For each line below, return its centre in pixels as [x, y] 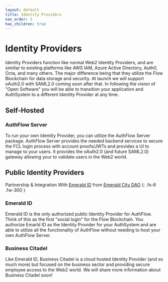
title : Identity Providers [33, 15]
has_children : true [26, 24]
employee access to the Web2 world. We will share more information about [83, 270]
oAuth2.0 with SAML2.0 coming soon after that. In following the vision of [80, 84]
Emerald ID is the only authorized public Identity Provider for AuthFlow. [78, 214]
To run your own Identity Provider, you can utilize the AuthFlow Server [78, 135]
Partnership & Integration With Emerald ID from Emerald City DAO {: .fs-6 [81, 185]
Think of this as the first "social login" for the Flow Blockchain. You [74, 219]
